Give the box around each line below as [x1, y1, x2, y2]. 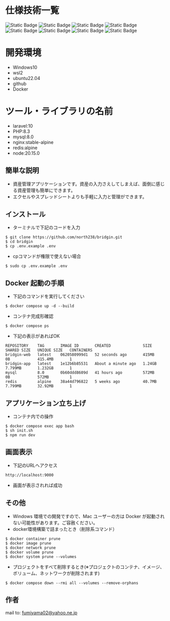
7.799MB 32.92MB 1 [5, 384, 72, 389]
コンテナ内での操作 [12, 413, 54, 420]
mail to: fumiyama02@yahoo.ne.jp [5, 609, 78, 615]
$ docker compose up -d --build [5, 303, 74, 309]
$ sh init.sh [5, 428, 33, 433]
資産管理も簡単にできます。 [17, 187, 76, 193]
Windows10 [12, 64, 37, 70]
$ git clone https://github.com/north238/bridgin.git [5, 235, 123, 240]
